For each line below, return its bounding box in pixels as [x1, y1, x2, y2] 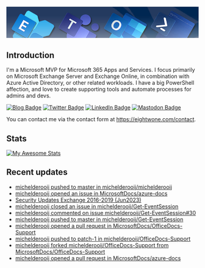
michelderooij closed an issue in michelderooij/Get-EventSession [15, 202, 179, 210]
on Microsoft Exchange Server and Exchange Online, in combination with [6, 72, 190, 80]
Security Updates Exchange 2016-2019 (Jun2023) [15, 196, 142, 203]
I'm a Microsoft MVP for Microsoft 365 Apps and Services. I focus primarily [6, 66, 195, 74]
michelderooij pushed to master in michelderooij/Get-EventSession [15, 216, 184, 223]
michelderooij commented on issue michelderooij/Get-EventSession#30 [15, 209, 196, 216]
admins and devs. [6, 92, 51, 99]
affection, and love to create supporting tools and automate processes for [6, 86, 192, 93]
